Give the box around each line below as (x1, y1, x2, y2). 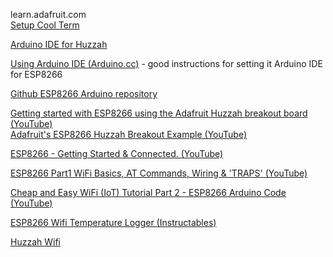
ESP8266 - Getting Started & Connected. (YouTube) (10, 148, 224, 159)
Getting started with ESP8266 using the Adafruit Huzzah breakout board (10, 107, 308, 119)
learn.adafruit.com (10, 9, 87, 20)
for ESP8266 (10, 69, 63, 80)
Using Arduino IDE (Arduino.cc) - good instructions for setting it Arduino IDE (10, 58, 323, 69)
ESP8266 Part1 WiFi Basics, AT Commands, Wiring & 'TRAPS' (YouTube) (10, 167, 308, 179)
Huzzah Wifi (10, 236, 61, 248)
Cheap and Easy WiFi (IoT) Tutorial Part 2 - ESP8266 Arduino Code (10, 187, 287, 198)
